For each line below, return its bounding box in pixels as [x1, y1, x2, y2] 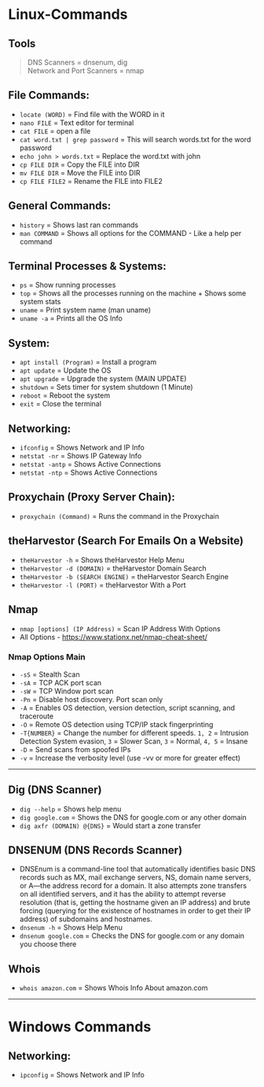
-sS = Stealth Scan [19, 670, 80, 679]
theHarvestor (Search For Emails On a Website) [8, 534, 244, 548]
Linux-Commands [8, 6, 128, 24]
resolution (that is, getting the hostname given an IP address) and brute [19, 898, 251, 907]
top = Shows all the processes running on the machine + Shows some [19, 288, 247, 298]
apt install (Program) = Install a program [19, 358, 157, 367]
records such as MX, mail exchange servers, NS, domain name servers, [19, 872, 251, 882]
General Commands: [8, 199, 112, 213]
